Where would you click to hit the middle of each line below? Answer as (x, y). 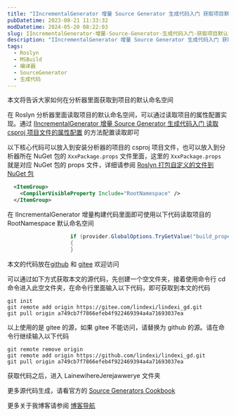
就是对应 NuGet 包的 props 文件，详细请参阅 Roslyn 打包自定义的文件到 (111, 165)
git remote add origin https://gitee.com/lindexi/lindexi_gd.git (105, 307)
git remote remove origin (45, 349)
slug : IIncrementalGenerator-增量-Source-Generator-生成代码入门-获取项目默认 (118, 33)
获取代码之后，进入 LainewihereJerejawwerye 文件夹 (84, 375)
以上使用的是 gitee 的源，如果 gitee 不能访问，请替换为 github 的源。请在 (113, 327)
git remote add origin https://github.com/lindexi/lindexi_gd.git (106, 356)
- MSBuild (28, 60)
